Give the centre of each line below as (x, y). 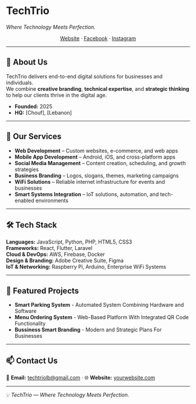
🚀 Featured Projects (43, 291)
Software (25, 311)
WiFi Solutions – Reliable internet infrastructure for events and (90, 182)
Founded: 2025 (33, 106)
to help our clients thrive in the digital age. (57, 95)
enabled (24, 200)
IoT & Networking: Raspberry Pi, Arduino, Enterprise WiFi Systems (86, 267)
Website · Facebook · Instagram (98, 38)
